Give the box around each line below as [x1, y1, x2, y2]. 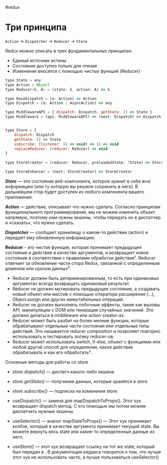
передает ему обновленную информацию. [5, 234, 96, 240]
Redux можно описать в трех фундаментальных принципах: [5, 47, 133, 54]
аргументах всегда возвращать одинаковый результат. [12, 280, 130, 286]
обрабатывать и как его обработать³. [12, 349, 92, 355]
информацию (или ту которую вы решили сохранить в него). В [5, 183, 138, 189]
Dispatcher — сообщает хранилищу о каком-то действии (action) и [5, 229, 148, 235]
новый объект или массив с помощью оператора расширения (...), [12, 291, 155, 297]
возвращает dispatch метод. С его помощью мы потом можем [12, 403, 146, 409]
